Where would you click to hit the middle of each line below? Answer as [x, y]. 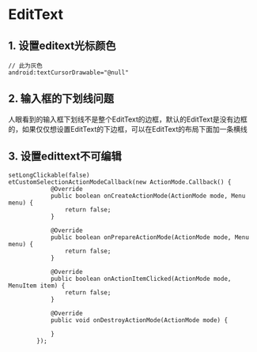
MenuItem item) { [37, 286]
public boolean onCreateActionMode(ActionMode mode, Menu [148, 196]
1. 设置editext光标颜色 [62, 45]
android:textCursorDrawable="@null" [68, 73]
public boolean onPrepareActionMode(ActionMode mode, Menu [149, 237]
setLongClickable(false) [49, 175]
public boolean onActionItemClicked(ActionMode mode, [141, 279]
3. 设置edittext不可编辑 [65, 157]
